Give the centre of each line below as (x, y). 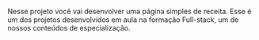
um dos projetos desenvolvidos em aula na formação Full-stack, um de (123, 20)
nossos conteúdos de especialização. (69, 28)
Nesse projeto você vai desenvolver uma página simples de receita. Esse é (129, 11)
